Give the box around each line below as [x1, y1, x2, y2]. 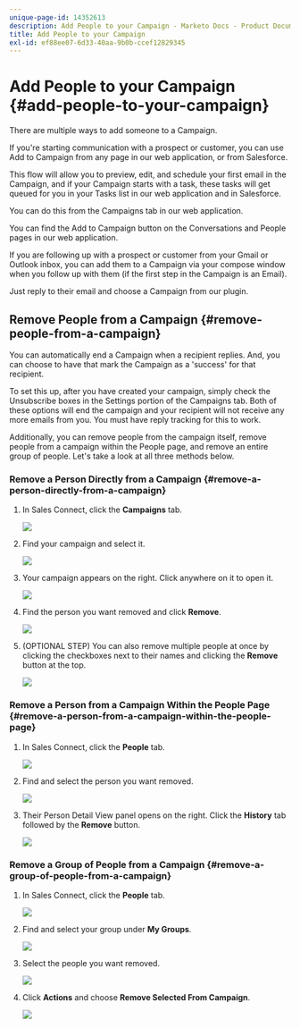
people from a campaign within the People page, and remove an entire [9, 442, 269, 451]
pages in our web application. [9, 232, 119, 243]
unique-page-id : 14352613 [9, 13, 105, 22]
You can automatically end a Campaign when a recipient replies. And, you [9, 350, 281, 360]
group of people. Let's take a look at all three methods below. [9, 451, 235, 461]
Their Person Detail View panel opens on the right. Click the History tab [21, 810, 287, 821]
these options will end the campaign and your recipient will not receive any [9, 405, 285, 416]
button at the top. [21, 660, 87, 670]
